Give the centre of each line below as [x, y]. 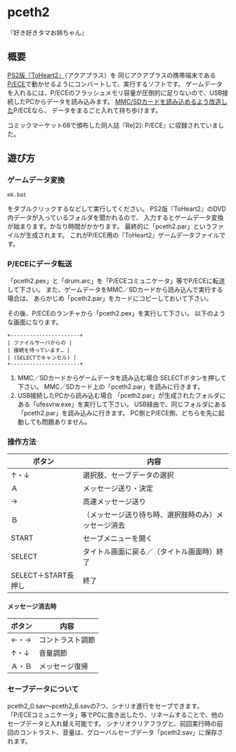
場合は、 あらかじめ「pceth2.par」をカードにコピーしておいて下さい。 [110, 298]
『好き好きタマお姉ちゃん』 [47, 32]
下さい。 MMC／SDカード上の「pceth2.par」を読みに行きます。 [110, 387]
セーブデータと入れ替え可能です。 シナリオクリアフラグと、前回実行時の [112, 723]
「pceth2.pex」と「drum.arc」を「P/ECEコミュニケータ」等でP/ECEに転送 [116, 280]
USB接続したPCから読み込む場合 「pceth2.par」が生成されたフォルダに [122, 395]
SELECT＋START [39, 576]
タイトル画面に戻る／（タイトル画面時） [150, 552]
